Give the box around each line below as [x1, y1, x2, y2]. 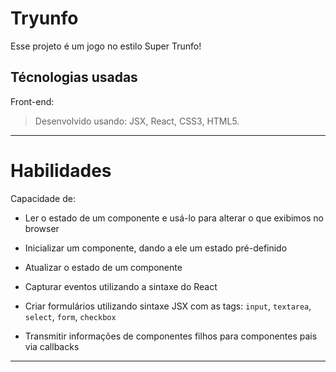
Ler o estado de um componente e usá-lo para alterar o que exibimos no [24, 212, 325, 224]
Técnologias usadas [10, 69, 138, 86]
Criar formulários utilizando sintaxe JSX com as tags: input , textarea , [24, 300, 312, 312]
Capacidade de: [10, 192, 76, 204]
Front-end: [10, 95, 55, 107]
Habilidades [10, 159, 112, 182]
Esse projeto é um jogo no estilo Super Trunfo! [10, 40, 202, 52]
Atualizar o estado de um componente [24, 261, 183, 273]
